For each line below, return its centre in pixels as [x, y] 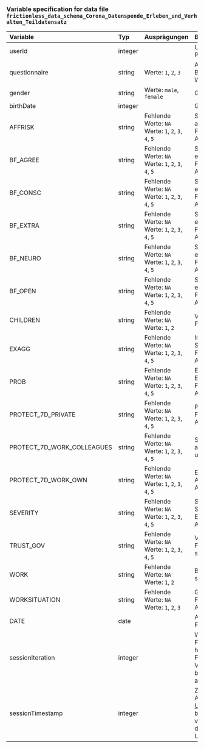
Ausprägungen [166, 37]
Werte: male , [161, 90]
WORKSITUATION [35, 600]
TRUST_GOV [27, 546]
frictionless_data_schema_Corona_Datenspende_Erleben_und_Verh [102, 16]
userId [19, 51]
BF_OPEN [23, 291]
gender [20, 93]
